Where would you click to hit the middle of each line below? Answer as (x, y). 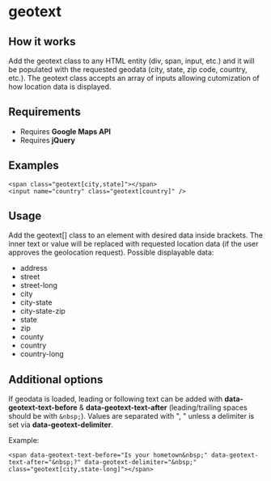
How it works (42, 42)
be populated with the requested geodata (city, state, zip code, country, (128, 70)
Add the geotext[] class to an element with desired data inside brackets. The (135, 235)
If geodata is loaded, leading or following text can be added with (116, 399)
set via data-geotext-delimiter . (61, 425)
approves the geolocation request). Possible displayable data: (111, 252)
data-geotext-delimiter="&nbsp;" (141, 462)
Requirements (44, 112)
